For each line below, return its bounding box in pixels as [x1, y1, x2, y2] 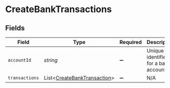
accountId [8, 57, 31, 63]
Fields [5, 24, 25, 32]
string [44, 57, 58, 64]
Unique [146, 47, 164, 54]
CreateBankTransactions [5, 4, 112, 15]
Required [119, 39, 142, 46]
